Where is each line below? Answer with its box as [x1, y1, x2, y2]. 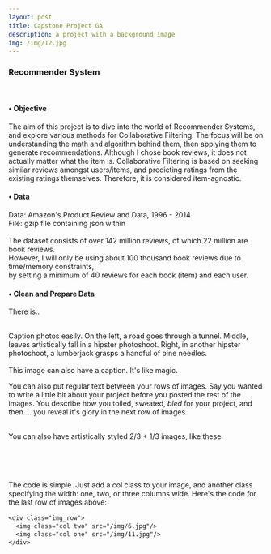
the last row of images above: [8, 497, 108, 507]
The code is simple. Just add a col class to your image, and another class [8, 480, 253, 490]
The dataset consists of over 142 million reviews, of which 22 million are [8, 235, 248, 245]
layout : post [8, 13, 53, 21]
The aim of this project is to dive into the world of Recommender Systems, [8, 122, 256, 131]
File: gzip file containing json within [8, 218, 126, 228]
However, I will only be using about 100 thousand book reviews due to [8, 252, 241, 263]
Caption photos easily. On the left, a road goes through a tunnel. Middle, [8, 331, 249, 341]
